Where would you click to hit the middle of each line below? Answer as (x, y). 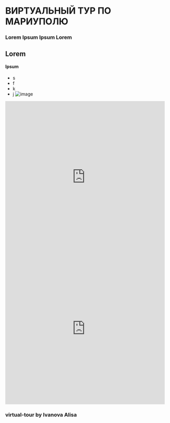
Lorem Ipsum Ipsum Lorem (39, 37)
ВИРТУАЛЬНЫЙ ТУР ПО (58, 11)
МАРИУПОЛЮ (37, 21)
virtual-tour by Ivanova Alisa (41, 414)
